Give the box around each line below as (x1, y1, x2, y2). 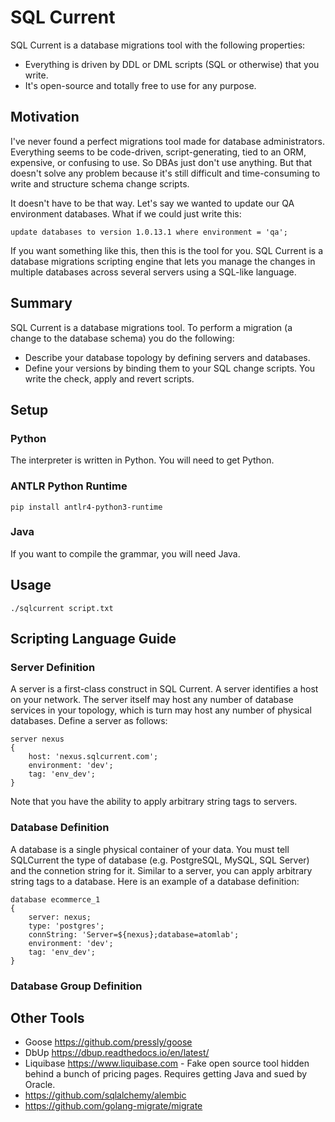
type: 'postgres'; (28, 921, 105, 931)
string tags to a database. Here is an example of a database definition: (10, 875, 300, 887)
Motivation (10, 109, 80, 126)
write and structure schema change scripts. (10, 177, 190, 190)
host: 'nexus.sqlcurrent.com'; (28, 752, 159, 762)
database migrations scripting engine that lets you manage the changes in (10, 255, 316, 267)
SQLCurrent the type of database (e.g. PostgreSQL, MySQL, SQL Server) (10, 854, 310, 866)
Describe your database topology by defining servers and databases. (24, 351, 311, 363)
